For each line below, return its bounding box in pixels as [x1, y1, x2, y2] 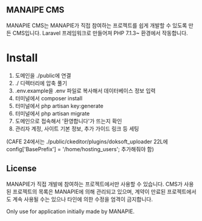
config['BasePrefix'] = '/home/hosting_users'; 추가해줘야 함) [6, 145, 154, 152]
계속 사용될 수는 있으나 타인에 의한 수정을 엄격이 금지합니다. [12, 195, 153, 203]
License [6, 163, 37, 174]
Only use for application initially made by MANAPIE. [6, 208, 135, 215]
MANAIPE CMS [6, 5, 65, 15]
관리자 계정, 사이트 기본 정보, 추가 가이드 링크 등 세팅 [15, 124, 139, 132]
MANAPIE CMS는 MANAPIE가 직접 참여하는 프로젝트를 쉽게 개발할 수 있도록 [6, 21, 187, 29]
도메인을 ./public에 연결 [15, 72, 71, 79]
